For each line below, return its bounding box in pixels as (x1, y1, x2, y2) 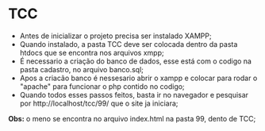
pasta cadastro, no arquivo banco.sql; (19, 64, 144, 74)
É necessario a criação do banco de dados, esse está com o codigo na (19, 56, 252, 66)
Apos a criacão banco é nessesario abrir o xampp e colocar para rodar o (19, 73, 258, 83)
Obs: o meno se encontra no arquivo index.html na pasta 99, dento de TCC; (8, 114, 256, 123)
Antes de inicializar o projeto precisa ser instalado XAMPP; (19, 31, 212, 40)
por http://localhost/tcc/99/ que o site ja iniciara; (19, 98, 179, 108)
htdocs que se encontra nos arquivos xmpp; (19, 48, 164, 57)
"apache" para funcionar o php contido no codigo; (19, 81, 185, 91)
